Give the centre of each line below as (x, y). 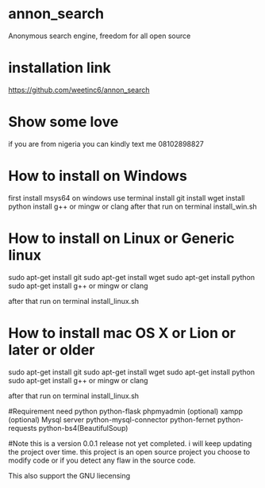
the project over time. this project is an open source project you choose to (129, 451)
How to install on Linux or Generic (122, 238)
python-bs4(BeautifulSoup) (83, 428)
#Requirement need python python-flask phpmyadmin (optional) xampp (126, 411)
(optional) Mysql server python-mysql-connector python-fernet (112, 419)
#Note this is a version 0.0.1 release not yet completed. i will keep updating (130, 443)
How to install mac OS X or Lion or (122, 333)
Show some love (63, 122)
